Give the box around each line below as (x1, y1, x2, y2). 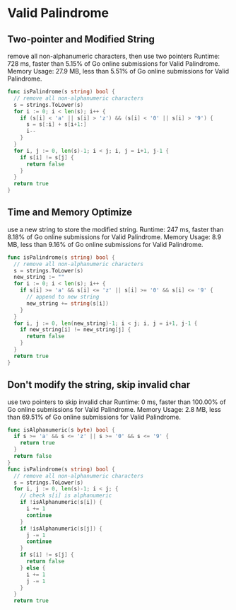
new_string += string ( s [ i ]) (25, 299, 110, 307)
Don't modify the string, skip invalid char (7, 379, 191, 391)
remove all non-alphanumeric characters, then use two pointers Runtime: (7, 52, 220, 60)
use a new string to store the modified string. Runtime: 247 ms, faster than (7, 225, 224, 234)
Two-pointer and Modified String (7, 33, 155, 45)
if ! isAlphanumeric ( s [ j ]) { (20, 525, 102, 532)
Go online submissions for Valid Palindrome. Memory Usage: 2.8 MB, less (7, 405, 221, 413)
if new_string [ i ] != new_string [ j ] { (20, 326, 131, 333)
